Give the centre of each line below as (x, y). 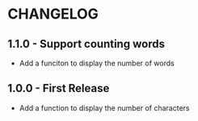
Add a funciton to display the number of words (97, 63)
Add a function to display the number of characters (104, 108)
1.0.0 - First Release (59, 88)
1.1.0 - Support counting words (86, 44)
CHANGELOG (53, 14)
